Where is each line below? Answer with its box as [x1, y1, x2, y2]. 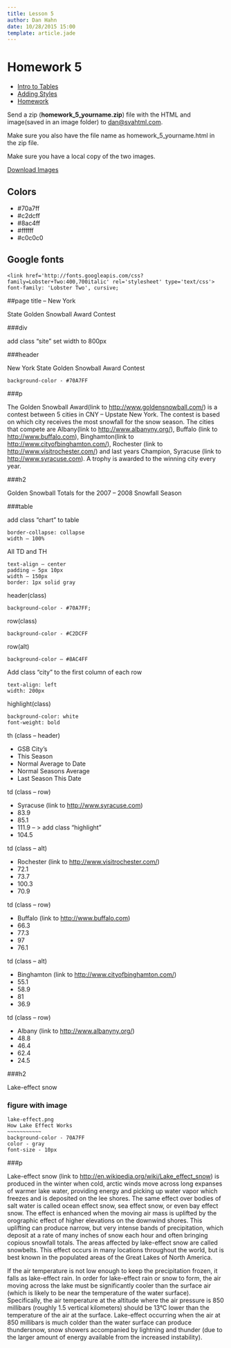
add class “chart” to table [7, 515, 80, 524]
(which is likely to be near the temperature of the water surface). [7, 1289, 192, 1297]
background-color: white [7, 713, 79, 720]
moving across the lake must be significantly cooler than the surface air [7, 1281, 211, 1290]
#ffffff [17, 226, 35, 235]
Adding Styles [17, 90, 57, 98]
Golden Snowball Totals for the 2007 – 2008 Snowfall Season [7, 489, 182, 497]
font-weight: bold [7, 719, 60, 726]
